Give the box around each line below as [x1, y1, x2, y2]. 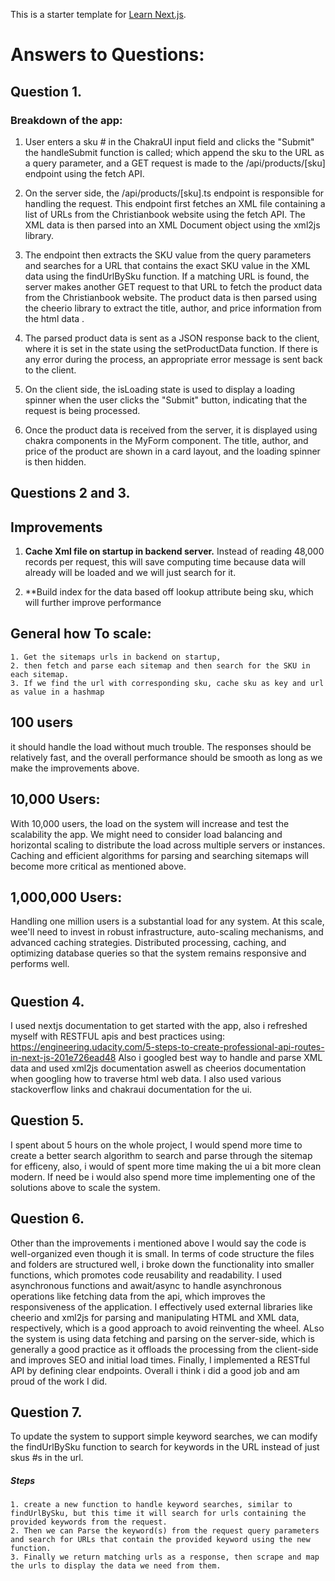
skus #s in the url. [10, 1452, 84, 1464]
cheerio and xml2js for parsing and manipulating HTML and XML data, [10, 1311, 300, 1323]
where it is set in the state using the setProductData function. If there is [24, 342, 318, 354]
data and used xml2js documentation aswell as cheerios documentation [10, 1062, 307, 1074]
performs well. [10, 958, 70, 970]
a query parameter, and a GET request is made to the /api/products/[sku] [24, 157, 326, 169]
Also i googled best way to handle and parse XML [118, 1051, 323, 1063]
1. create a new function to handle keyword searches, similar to [10, 1500, 293, 1510]
